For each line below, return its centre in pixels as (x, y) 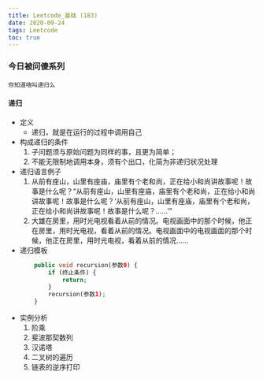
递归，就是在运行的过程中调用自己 (87, 132)
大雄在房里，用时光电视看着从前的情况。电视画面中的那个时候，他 (138, 221)
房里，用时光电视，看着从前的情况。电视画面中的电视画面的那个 (142, 230)
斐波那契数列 (52, 337)
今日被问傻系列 (37, 66)
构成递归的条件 (44, 142)
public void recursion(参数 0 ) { (86, 265)
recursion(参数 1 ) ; (77, 295)
